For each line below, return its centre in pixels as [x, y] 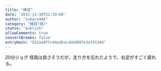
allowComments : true [27, 33]
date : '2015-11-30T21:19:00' [35, 14]
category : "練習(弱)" [26, 24]
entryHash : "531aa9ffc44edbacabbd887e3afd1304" [56, 42]
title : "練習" [19, 10]
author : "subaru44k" [27, 19]
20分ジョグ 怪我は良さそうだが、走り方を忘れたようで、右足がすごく [76, 57]
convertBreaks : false [28, 38]
